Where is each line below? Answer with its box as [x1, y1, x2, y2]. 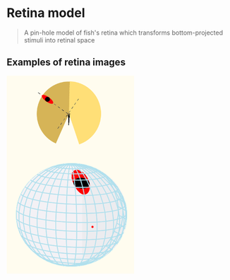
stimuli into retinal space [23, 35, 95, 44]
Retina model [6, 5, 85, 21]
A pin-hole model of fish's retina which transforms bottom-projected [23, 28, 224, 37]
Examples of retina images [6, 57, 126, 69]
